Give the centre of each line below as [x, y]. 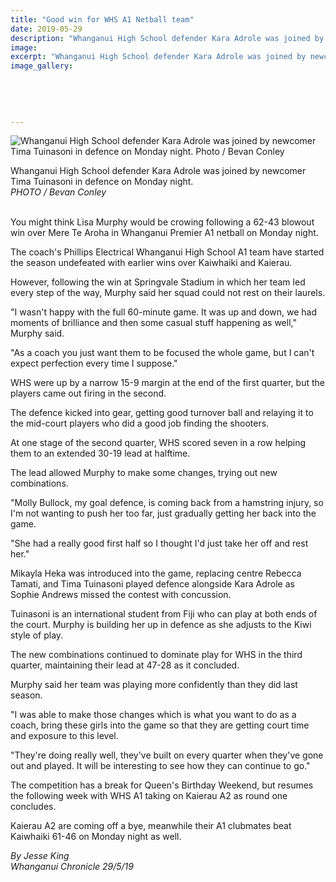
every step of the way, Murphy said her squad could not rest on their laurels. [168, 293]
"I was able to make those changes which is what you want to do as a [153, 715]
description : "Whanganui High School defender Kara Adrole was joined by [167, 38]
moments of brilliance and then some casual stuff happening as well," [153, 323]
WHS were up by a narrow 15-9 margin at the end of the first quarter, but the [167, 383]
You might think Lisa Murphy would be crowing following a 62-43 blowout [162, 222]
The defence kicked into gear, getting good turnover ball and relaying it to [162, 413]
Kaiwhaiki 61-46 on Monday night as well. [96, 837]
